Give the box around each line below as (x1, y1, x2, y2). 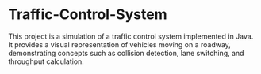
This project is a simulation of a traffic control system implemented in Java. (8, 31, 254, 41)
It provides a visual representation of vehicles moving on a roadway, (8, 39, 232, 49)
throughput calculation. (8, 57, 85, 66)
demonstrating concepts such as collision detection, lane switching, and (8, 48, 244, 57)
